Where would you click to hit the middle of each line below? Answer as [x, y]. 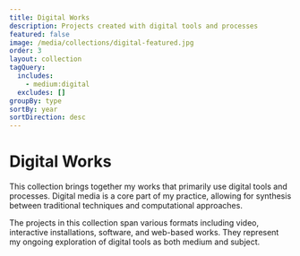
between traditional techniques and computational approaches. [126, 206]
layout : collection [46, 59]
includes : [35, 76]
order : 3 [26, 51]
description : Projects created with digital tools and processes [133, 26]
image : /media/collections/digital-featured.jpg [102, 43]
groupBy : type [36, 101]
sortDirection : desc [48, 117]
